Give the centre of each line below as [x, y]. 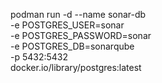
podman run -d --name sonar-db [78, 14]
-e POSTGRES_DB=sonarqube [72, 46]
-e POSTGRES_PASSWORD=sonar [81, 35]
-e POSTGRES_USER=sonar [67, 25]
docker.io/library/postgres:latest [76, 67]
